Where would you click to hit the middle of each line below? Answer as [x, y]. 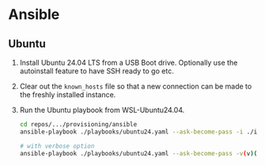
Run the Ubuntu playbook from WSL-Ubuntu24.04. [102, 110]
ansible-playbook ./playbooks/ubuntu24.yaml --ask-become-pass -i [131, 132]
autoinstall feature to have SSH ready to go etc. [97, 71]
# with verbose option [57, 146]
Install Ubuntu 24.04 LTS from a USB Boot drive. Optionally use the [129, 62]
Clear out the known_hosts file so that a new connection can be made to [136, 86]
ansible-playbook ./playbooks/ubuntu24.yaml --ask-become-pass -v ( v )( [138, 153]
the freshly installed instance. [68, 95]
